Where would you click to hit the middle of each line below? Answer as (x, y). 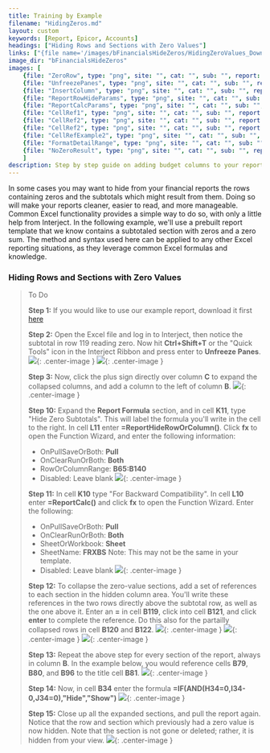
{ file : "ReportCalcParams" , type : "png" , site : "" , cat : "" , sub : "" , (143, 105)
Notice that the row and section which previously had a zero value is (141, 722)
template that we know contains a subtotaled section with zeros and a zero (132, 231)
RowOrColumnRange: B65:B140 (93, 469)
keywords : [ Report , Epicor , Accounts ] (73, 38)
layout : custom (34, 31)
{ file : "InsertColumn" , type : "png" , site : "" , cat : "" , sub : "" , (136, 91)
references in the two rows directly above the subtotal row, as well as (142, 603)
